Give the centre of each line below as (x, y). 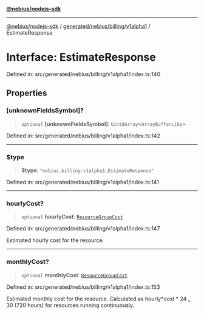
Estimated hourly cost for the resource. (55, 240)
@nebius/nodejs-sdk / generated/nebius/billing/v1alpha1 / (78, 26)
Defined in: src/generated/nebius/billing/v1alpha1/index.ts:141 (83, 182)
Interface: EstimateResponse (81, 57)
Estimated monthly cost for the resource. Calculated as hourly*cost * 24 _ (99, 299)
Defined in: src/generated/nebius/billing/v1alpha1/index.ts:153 (83, 287)
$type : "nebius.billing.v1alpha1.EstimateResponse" (87, 170)
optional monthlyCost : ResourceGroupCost (74, 275)
